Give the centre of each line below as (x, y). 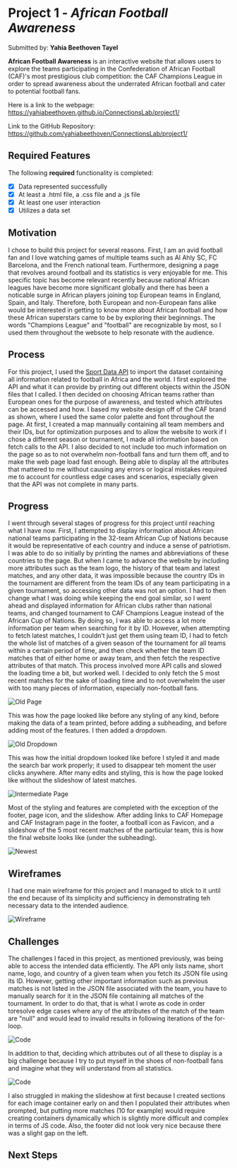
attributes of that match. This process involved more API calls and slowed (115, 666)
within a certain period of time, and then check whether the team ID (106, 651)
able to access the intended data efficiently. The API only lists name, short (116, 966)
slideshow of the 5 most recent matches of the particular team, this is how (116, 830)
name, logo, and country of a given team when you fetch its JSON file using (118, 974)
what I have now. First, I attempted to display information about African (111, 531)
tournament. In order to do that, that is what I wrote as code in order (107, 1004)
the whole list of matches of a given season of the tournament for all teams (117, 643)
